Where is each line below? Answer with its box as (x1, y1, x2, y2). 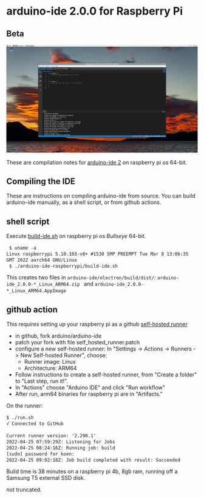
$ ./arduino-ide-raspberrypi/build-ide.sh (8, 263, 118, 270)
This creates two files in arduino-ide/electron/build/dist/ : (6, 274, 156, 281)
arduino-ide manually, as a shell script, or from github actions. (6, 199, 161, 206)
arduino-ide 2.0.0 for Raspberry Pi (6, 4, 183, 18)
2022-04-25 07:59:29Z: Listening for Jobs (6, 438, 115, 445)
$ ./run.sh (6, 414, 34, 420)
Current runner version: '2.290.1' (6, 432, 97, 438)
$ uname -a (8, 245, 36, 251)
